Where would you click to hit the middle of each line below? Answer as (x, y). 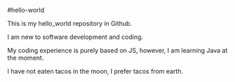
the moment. (26, 58)
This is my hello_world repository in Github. (69, 23)
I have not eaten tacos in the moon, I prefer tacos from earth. (95, 71)
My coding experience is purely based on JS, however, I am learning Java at (117, 50)
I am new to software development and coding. (75, 37)
